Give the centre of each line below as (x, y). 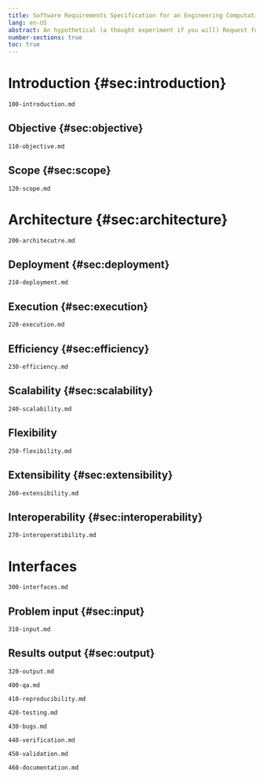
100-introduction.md (42, 104)
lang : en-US (27, 23)
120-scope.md (29, 188)
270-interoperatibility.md (52, 535)
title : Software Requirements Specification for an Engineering (115, 15)
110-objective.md (37, 146)
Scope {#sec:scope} (60, 171)
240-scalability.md (40, 409)
